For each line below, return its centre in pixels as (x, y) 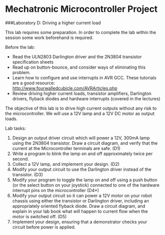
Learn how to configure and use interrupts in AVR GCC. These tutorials (84, 78)
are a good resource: (34, 83)
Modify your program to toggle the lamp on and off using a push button (85, 180)
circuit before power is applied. (44, 227)
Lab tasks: (16, 128)
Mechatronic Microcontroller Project (82, 9)
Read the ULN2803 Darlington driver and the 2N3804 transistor (77, 57)
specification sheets (33, 62)
